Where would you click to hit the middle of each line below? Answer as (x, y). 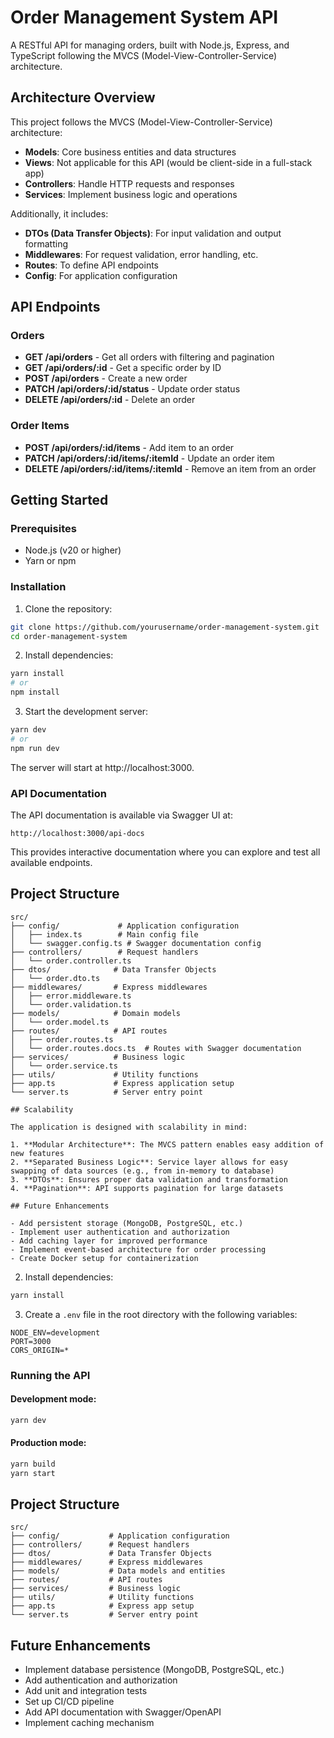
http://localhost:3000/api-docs (77, 834)
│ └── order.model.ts (60, 1022)
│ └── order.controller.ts (71, 961)
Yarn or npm (50, 561)
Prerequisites (43, 529)
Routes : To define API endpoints (91, 265)
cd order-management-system (69, 636)
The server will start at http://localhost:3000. (102, 767)
